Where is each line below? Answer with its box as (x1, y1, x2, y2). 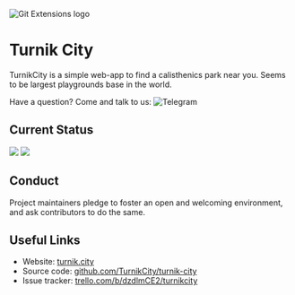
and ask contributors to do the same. (9, 206, 146, 217)
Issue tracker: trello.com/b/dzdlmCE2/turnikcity (22, 275, 198, 286)
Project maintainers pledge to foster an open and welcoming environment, (9, 197, 283, 208)
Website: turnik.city (22, 256, 94, 267)
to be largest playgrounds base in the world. (9, 79, 172, 90)
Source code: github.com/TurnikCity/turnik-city (22, 265, 197, 277)
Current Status (9, 122, 94, 138)
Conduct (9, 173, 59, 188)
